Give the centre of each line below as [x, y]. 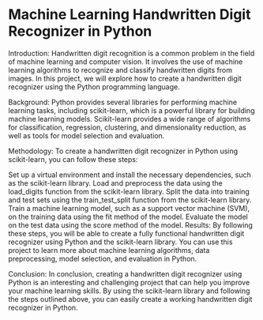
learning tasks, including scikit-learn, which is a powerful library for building [131, 110]
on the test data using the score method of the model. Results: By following [130, 225]
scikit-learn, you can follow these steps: [73, 159]
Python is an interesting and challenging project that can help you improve [129, 282]
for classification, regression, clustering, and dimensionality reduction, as [128, 127]
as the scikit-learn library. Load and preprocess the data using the [116, 183]
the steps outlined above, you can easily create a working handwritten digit [130, 299]
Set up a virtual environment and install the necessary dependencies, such [130, 175]
